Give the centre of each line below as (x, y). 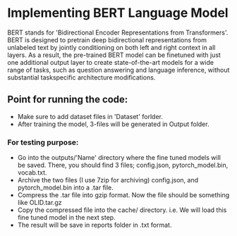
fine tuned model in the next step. (66, 218)
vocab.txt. (32, 173)
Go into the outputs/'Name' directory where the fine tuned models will (119, 158)
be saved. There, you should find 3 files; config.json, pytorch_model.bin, (123, 165)
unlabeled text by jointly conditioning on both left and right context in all (111, 47)
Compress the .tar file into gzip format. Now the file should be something (123, 195)
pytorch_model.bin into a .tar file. (66, 187)
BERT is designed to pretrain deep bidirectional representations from (107, 39)
